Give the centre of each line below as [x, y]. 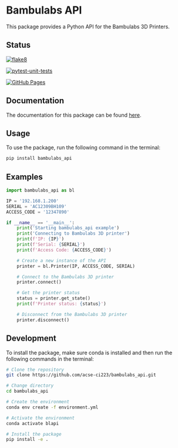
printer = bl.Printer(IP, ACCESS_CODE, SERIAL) [76, 266]
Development [31, 339]
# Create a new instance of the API [62, 261]
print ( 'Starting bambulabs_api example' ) [68, 228]
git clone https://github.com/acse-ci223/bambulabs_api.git [81, 375]
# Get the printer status [48, 293]
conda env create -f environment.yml [52, 407]
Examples [24, 177]
